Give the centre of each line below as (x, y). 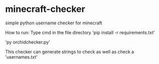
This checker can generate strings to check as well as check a (70, 52)
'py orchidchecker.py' (28, 42)
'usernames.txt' (21, 57)
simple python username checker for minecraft (54, 23)
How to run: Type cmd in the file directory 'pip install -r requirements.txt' (80, 32)
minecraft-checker (45, 9)
